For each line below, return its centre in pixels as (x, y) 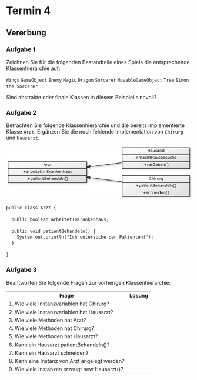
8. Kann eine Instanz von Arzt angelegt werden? (66, 361)
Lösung (139, 296)
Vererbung (26, 33)
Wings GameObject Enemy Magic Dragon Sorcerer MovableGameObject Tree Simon (98, 80)
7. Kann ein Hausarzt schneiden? (49, 353)
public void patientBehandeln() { (54, 231)
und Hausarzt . (23, 138)
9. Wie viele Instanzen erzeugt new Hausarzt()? (66, 369)
